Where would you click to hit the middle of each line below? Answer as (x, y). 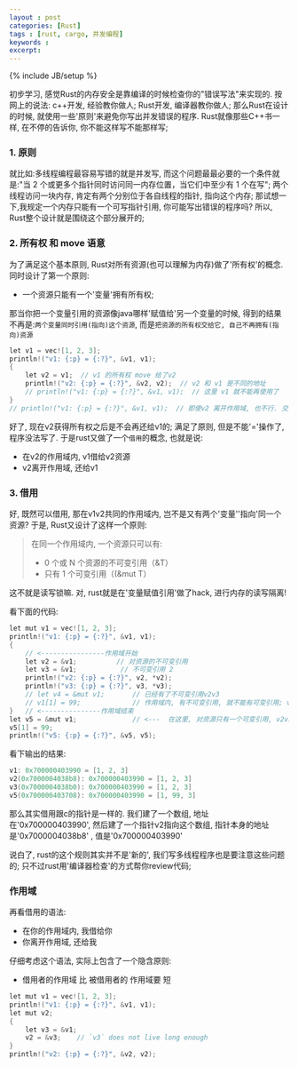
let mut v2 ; (31, 1013)
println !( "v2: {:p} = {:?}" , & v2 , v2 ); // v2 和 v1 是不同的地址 (145, 384)
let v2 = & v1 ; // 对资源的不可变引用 (106, 661)
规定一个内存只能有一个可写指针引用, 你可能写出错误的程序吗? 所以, (150, 207)
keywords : (29, 42)
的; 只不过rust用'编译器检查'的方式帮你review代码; (100, 865)
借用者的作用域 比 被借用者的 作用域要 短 (96, 980)
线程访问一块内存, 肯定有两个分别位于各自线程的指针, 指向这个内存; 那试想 (144, 195)
